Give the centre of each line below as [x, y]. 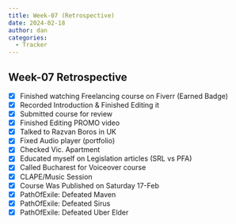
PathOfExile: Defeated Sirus [65, 203]
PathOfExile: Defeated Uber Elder [74, 212]
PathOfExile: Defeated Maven [68, 194]
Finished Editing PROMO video [70, 123]
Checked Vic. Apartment [60, 150]
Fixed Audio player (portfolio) [67, 141]
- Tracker [31, 45]
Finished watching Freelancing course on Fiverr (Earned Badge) [124, 96]
